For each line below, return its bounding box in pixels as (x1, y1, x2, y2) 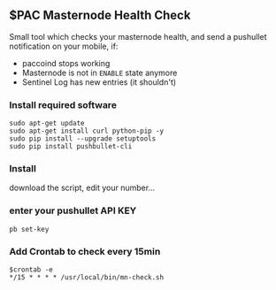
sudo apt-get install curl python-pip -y (9, 126, 165, 136)
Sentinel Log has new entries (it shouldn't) (21, 76, 177, 88)
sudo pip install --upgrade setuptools (9, 134, 157, 143)
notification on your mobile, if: (9, 41, 119, 51)
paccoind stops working (21, 57, 111, 68)
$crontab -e (9, 265, 53, 274)
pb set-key (9, 225, 50, 233)
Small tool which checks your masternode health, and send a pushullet (9, 31, 267, 42)
